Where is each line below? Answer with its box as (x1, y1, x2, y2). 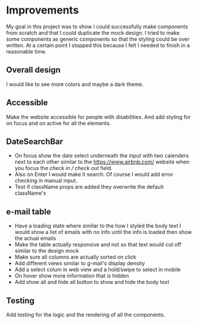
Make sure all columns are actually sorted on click (14, 253, 137, 260)
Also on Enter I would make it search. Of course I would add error (14, 171, 174, 178)
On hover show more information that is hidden (14, 272, 130, 279)
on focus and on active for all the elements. (6, 119, 111, 126)
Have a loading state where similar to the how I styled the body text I (14, 222, 181, 229)
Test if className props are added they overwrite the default (14, 183, 164, 191)
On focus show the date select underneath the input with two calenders (14, 152, 189, 159)
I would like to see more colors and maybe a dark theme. (6, 81, 144, 88)
